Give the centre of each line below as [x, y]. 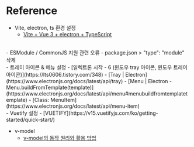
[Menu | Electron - [150, 81]
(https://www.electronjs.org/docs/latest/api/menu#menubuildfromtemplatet [97, 93]
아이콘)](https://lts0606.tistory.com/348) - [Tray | [65, 74]
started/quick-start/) [31, 119]
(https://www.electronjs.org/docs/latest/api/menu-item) [73, 106]
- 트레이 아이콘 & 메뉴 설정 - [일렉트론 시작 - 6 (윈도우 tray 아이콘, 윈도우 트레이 [97, 67]
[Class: [41, 100]
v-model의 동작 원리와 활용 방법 [60, 138]
